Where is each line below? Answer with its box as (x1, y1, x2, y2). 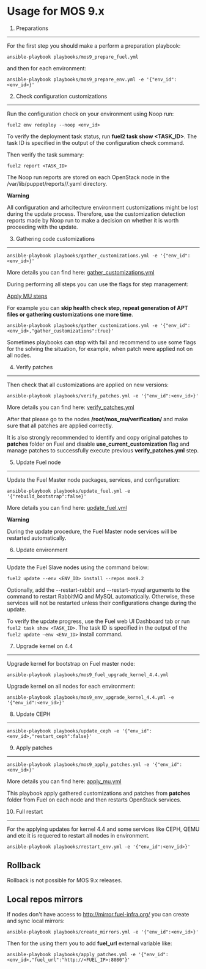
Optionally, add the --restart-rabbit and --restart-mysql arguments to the (7, 586, 190, 594)
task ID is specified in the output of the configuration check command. (7, 139, 185, 146)
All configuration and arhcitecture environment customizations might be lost (7, 204, 199, 211)
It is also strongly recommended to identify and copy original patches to (7, 433, 188, 441)
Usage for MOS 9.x (7, 4, 105, 18)
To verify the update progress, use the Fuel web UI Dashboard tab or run (7, 617, 190, 625)
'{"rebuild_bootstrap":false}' (7, 493, 87, 499)
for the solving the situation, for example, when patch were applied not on (7, 345, 193, 352)
